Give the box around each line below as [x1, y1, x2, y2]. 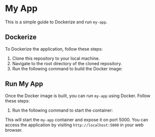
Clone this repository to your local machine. [12, 55, 100, 61]
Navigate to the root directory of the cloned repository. [12, 60, 122, 66]
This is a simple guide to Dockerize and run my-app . [5, 19, 108, 25]
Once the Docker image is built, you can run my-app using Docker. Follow [5, 93, 151, 99]
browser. [5, 127, 23, 133]
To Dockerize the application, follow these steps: [5, 46, 103, 51]
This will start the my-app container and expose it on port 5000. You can [5, 117, 149, 122]
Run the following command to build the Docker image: [12, 66, 123, 71]
